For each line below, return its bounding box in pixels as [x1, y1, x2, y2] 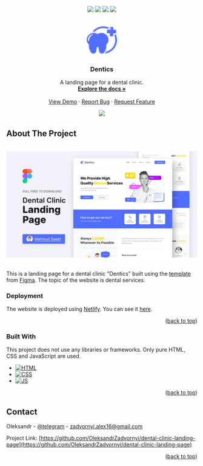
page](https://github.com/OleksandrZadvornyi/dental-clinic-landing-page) [6, 441, 192, 448]
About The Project [6, 128, 77, 139]
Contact [6, 406, 38, 417]
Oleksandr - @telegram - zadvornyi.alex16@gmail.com [6, 423, 143, 430]
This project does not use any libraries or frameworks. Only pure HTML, [6, 346, 186, 354]
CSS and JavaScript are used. [6, 352, 81, 360]
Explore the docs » [78, 85, 126, 92]
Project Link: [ [6, 434, 41, 442]
